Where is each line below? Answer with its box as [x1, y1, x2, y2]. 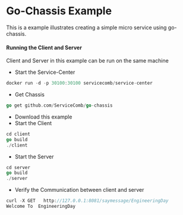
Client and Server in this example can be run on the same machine [6, 57, 169, 64]
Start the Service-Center [14, 68, 75, 76]
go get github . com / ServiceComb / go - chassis [6, 102, 113, 108]
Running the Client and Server [6, 43, 82, 51]
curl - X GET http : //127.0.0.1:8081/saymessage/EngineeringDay [6, 198, 169, 204]
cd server [6, 164, 31, 170]
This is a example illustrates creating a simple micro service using [6, 24, 167, 31]
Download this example [14, 113, 72, 120]
